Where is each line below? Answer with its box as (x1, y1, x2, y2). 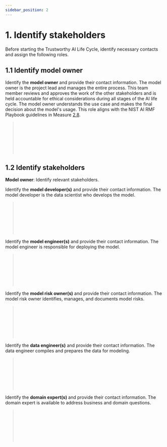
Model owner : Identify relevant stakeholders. (5, 177, 99, 183)
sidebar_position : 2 (5, 7, 49, 13)
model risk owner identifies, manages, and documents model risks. (5, 296, 145, 302)
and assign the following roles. (5, 51, 69, 57)
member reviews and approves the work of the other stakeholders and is (5, 90, 156, 96)
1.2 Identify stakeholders (5, 163, 85, 172)
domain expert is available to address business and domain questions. (5, 400, 151, 406)
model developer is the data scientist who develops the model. (5, 192, 136, 198)
